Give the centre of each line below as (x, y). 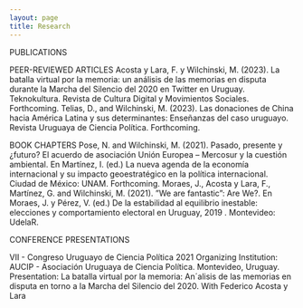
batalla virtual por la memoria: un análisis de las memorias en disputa (138, 79)
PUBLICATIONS (38, 52)
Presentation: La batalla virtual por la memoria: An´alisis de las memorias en (151, 276)
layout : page (34, 18)
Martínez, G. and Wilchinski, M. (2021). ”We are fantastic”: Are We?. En (141, 193)
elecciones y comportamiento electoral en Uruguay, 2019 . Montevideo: (142, 212)
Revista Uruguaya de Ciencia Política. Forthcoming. (105, 127)
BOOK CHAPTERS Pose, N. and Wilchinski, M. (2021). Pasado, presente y (146, 145)
